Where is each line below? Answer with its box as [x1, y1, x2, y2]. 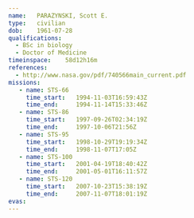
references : [8, 64, 48, 72]
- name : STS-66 [18, 85, 69, 94]
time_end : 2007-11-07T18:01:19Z [25, 189, 148, 198]
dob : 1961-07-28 [8, 26, 73, 34]
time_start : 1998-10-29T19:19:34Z [25, 137, 148, 146]
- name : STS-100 [18, 153, 73, 161]
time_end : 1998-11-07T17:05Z [25, 145, 137, 153]
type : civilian [8, 19, 66, 27]
